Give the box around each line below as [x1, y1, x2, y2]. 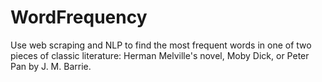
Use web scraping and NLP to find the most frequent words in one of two [10, 39, 312, 51]
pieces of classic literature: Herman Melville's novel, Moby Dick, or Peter [10, 49, 310, 61]
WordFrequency [10, 6, 148, 29]
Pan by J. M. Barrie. [10, 60, 92, 72]
